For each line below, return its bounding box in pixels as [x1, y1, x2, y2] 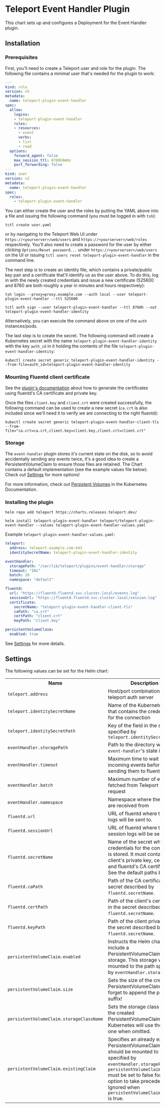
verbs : [18, 135, 32, 140]
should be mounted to [108, 1048, 159, 1055]
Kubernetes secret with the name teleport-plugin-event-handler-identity [5, 338, 157, 344]
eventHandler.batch [7, 782, 53, 788]
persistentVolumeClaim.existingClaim [7, 1066, 96, 1072]
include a [108, 944, 129, 951]
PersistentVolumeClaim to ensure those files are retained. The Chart [5, 461, 143, 467]
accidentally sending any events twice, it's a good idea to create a [5, 456, 139, 462]
